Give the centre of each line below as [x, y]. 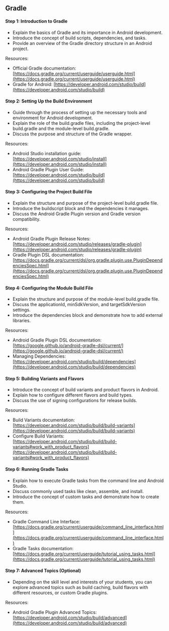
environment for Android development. [53, 118]
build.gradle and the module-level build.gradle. [61, 128]
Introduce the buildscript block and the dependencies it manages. [81, 208]
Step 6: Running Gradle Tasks [37, 469]
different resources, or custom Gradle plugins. [60, 593]
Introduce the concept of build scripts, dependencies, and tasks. [79, 38]
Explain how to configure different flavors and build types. [73, 395]
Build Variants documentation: [44, 420]
